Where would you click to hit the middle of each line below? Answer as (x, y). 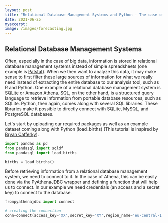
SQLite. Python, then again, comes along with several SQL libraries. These (82, 103)
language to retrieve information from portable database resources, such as (83, 98)
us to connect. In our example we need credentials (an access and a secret (82, 187)
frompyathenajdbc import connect (40, 202)
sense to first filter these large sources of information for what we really (79, 77)
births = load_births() (30, 162)
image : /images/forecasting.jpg (39, 29)
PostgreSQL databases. (29, 114)
